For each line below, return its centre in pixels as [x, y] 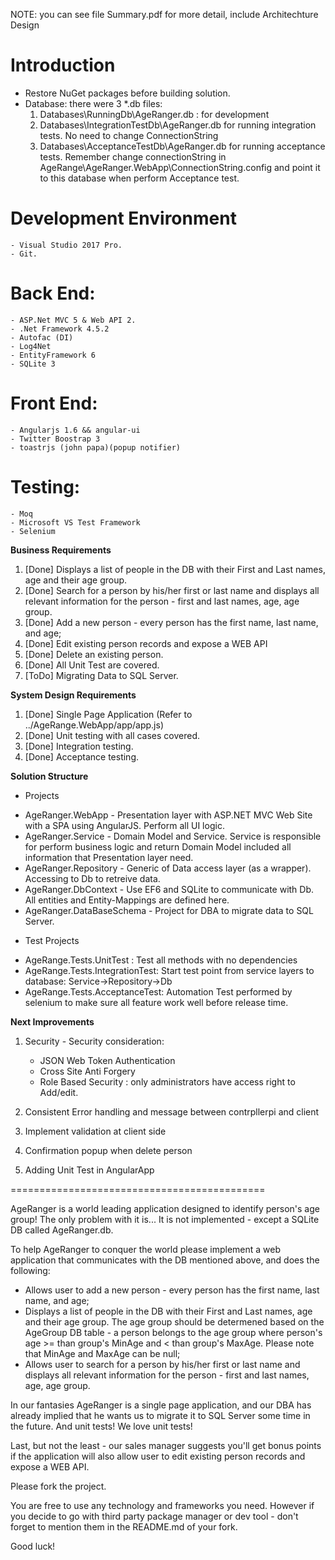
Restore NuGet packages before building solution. [127, 93]
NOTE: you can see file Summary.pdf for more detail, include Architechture [164, 14]
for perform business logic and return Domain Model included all [158, 846]
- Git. [24, 254]
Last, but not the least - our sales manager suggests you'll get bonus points [166, 1445]
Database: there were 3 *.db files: [93, 103]
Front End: [54, 403]
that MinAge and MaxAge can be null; [102, 1353]
